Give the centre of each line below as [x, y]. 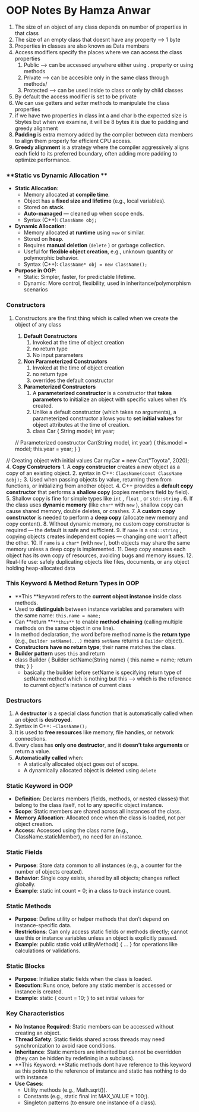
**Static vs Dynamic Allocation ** [57, 175]
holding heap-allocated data [41, 568]
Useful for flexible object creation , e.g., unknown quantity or [98, 251]
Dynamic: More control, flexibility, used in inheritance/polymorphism [107, 283]
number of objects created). [49, 871]
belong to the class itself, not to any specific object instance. [89, 805]
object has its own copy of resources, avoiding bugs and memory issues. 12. [100, 555]
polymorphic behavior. [51, 258]
